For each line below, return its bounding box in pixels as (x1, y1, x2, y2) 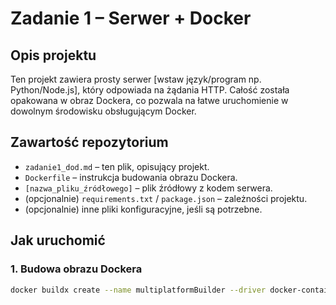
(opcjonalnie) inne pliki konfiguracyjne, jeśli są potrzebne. (24, 203, 263, 215)
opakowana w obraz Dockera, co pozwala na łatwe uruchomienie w (10, 95, 289, 106)
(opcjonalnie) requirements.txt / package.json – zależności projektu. (24, 192, 308, 204)
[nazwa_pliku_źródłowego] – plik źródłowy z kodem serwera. (24, 182, 273, 194)
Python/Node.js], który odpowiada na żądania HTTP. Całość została (10, 84, 290, 96)
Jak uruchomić (10, 232, 106, 249)
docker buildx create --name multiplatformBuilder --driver (10, 285, 267, 295)
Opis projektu (10, 47, 97, 64)
